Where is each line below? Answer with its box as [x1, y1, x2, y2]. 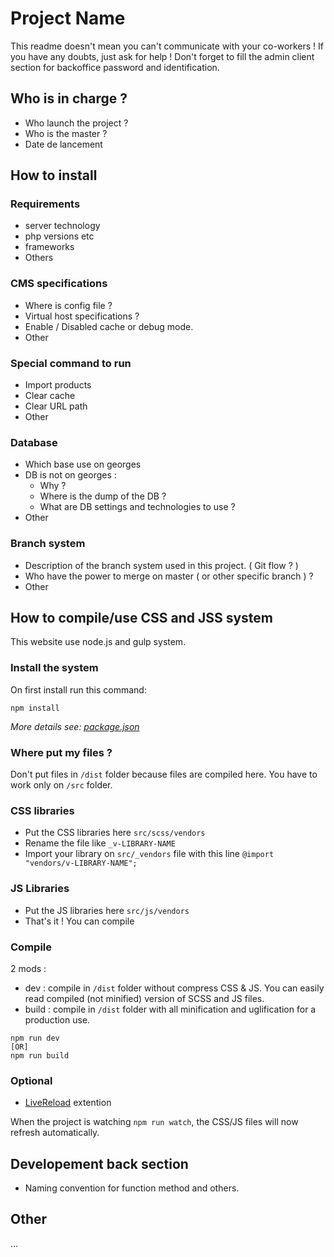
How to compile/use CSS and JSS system [10, 610, 273, 627]
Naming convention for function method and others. [24, 1182, 240, 1194]
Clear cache [24, 390, 76, 402]
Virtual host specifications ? [24, 310, 140, 322]
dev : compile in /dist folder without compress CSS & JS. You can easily [24, 982, 325, 994]
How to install [10, 167, 98, 184]
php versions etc [24, 230, 95, 242]
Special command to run [10, 356, 132, 370]
